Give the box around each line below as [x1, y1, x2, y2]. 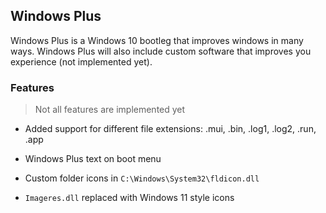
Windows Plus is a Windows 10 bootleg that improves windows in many [10, 34, 304, 46]
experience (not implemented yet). [10, 55, 153, 68]
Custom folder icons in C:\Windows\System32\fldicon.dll [24, 172, 260, 184]
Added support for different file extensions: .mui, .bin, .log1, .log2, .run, [24, 123, 317, 135]
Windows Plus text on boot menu [24, 153, 162, 165]
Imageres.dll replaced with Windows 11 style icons [24, 192, 235, 204]
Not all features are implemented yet [34, 104, 186, 116]
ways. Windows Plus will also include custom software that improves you [10, 45, 312, 57]
